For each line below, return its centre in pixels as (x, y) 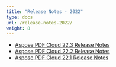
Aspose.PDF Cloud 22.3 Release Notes (62, 45)
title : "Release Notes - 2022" (45, 12)
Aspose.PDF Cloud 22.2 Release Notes (62, 52)
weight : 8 (18, 28)
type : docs (20, 17)
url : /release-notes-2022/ (39, 23)
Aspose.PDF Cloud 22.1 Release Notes (61, 58)
